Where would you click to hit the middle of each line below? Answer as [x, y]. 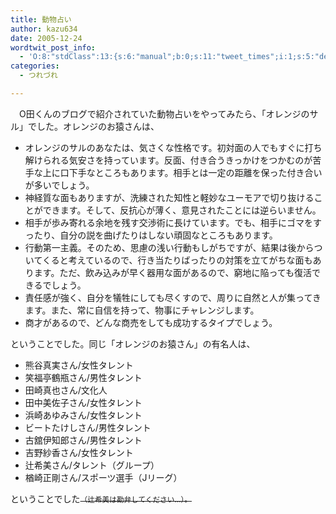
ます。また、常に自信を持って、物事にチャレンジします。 [142, 310]
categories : [35, 66]
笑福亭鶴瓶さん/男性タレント [83, 377]
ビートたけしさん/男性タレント [88, 427]
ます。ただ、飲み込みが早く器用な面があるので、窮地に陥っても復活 [173, 272]
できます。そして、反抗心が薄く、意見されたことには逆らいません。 [182, 210]
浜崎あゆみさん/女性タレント [83, 415]
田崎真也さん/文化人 [66, 390]
